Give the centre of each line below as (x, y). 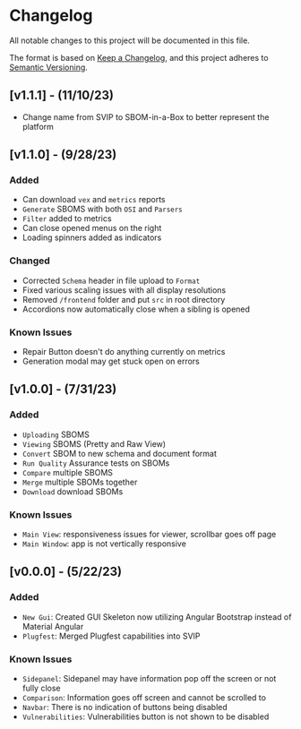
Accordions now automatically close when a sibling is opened (136, 309)
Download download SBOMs (73, 491)
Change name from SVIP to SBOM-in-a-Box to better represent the (146, 116)
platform (38, 126)
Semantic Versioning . (48, 67)
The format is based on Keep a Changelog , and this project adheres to (139, 57)
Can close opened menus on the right (92, 228)
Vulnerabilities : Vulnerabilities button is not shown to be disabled (146, 716)
